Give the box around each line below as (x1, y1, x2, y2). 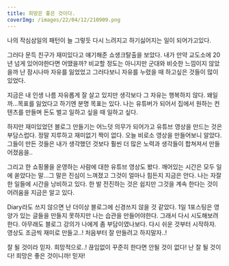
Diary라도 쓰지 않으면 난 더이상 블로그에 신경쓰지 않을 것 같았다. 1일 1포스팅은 (7, 202, 213, 211)
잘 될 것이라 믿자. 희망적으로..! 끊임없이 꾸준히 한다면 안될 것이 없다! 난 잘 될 (7, 243, 208, 251)
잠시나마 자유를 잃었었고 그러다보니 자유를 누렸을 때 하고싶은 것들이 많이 (27, 68, 219, 76)
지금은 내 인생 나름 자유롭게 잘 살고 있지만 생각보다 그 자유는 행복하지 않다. (7, 90, 206, 99)
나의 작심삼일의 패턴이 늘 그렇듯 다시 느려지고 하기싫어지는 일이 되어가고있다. (7, 36, 212, 44)
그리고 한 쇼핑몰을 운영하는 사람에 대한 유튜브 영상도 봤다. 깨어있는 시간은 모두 (7, 162, 215, 171)
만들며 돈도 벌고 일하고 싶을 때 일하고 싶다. (25, 107, 139, 116)
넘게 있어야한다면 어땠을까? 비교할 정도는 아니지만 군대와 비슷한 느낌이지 (14, 59, 207, 67)
